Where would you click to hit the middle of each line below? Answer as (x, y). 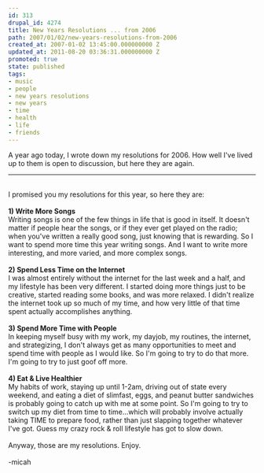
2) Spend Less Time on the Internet (67, 269)
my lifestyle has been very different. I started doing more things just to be (127, 286)
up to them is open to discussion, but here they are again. (101, 163)
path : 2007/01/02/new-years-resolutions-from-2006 (93, 37)
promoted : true (33, 60)
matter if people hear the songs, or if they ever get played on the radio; (123, 227)
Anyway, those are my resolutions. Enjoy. (75, 445)
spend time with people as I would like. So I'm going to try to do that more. (128, 353)
